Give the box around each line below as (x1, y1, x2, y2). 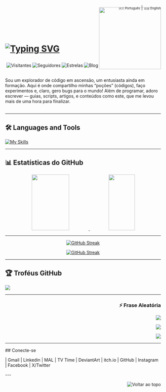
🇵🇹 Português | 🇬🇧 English (118, 5, 161, 10)
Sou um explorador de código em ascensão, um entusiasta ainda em (5, 77, 145, 83)
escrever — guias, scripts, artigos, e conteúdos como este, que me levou (5, 93, 154, 99)
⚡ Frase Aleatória (119, 302, 161, 309)
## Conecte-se (5, 347, 36, 353)
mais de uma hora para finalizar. (5, 99, 71, 105)
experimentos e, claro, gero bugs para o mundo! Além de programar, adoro (5, 88, 158, 94)
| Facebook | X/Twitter (5, 362, 51, 368)
